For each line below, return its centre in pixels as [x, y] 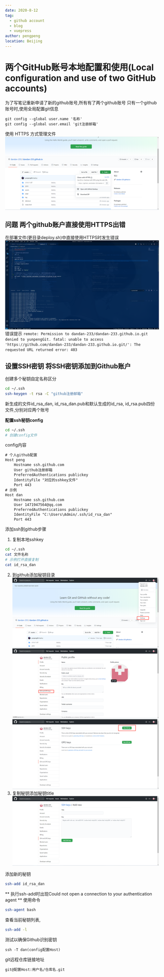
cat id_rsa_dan [20, 565]
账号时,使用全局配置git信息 [32, 109]
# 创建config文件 [21, 435]
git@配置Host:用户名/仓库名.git [35, 969]
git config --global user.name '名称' [44, 119]
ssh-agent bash [20, 910]
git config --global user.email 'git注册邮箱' [52, 124]
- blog [16, 26]
